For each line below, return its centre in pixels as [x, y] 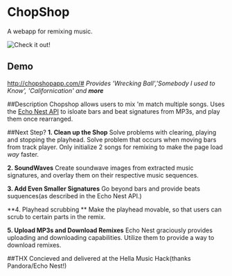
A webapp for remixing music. [50, 31]
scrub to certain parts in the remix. [56, 216]
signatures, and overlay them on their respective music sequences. [103, 175]
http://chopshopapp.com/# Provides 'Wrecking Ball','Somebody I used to [111, 83]
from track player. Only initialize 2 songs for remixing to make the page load [115, 147]
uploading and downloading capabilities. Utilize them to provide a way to [111, 237]
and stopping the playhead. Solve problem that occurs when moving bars [112, 139]
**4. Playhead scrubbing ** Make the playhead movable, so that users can [114, 209]
